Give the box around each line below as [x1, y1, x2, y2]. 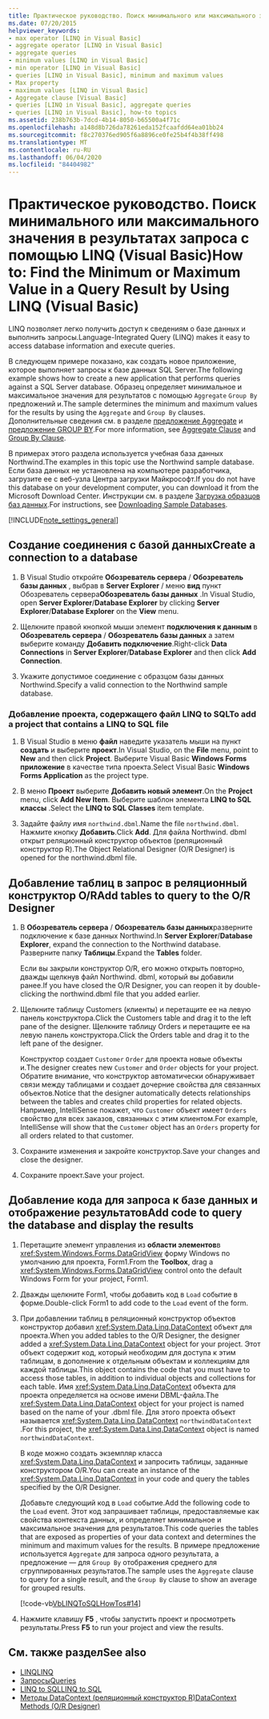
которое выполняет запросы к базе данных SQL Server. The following [8, 365, 243, 375]
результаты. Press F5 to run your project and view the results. [19, 1622, 224, 1632]
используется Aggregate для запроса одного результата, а [19, 1548, 219, 1559]
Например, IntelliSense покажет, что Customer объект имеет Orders [19, 1105, 247, 1115]
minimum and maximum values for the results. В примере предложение [19, 1540, 260, 1550]
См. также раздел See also [8, 1646, 147, 1660]
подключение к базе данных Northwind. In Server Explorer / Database [19, 930, 253, 940]
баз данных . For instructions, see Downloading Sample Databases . [8, 500, 228, 510]
